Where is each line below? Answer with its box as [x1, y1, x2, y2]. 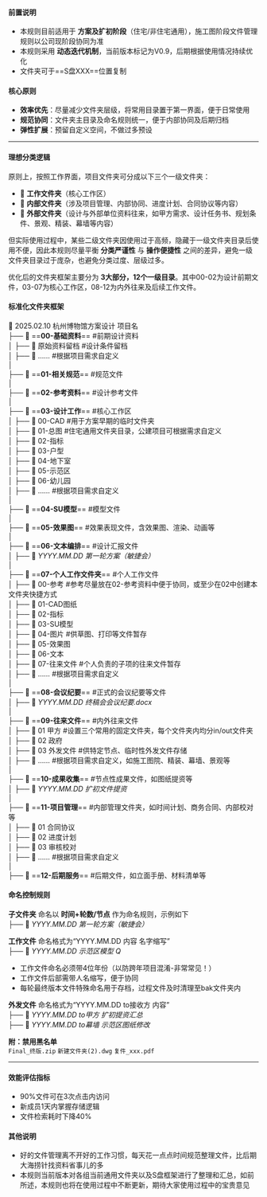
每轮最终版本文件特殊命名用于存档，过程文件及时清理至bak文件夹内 [19, 984, 242, 993]
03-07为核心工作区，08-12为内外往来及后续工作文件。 [21, 282, 201, 291]
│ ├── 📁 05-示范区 [8, 466, 72, 475]
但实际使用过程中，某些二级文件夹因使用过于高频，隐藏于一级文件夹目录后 [8, 235, 252, 244]
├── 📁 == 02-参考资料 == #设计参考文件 [8, 387, 139, 397]
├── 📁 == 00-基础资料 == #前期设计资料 [8, 331, 139, 340]
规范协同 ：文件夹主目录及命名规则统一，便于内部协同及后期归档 [19, 115, 229, 125]
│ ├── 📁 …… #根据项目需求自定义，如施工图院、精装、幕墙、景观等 [8, 755, 230, 765]
